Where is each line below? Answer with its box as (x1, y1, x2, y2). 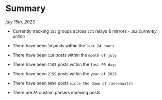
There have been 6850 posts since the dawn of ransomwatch (12, 80, 133, 86)
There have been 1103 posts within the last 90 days (12, 61, 117, 67)
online (12, 33, 25, 39)
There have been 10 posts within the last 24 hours (12, 43, 114, 48)
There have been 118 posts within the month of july (12, 52, 117, 58)
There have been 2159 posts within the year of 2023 (12, 71, 117, 76)
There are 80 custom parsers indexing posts (12, 89, 101, 95)
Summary (5, 3, 46, 14)
